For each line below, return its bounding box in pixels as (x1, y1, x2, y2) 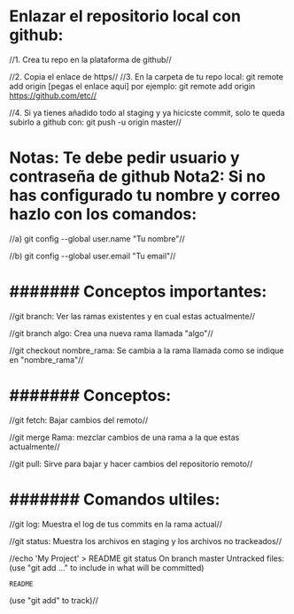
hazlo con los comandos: (9, 204, 197, 225)
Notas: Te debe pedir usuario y (9, 148, 241, 168)
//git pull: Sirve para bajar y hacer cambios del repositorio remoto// (9, 458, 253, 469)
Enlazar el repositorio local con (9, 6, 242, 27)
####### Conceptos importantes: (9, 281, 267, 302)
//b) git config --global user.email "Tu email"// (9, 250, 176, 261)
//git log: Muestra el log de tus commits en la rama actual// (9, 518, 223, 529)
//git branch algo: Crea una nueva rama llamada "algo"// (9, 327, 214, 338)
